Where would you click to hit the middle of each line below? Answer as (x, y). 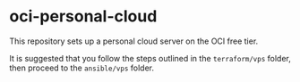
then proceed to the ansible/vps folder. (82, 68)
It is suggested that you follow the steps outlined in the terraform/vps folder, (150, 58)
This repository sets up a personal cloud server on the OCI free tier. (134, 41)
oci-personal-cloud (83, 16)
